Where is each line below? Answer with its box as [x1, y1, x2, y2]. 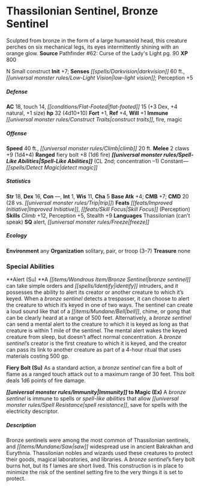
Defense [6, 88, 28, 95]
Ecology [6, 232, 28, 239]
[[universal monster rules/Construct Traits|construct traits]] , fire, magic [6, 115, 182, 123]
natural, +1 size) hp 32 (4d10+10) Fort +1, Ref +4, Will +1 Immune [6, 109, 169, 117]
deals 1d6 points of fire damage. [6, 377, 86, 384]
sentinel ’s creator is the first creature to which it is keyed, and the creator [6, 340, 187, 347]
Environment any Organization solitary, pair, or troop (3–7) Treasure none [6, 247, 191, 254]
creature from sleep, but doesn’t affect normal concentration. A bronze [6, 334, 182, 341]
